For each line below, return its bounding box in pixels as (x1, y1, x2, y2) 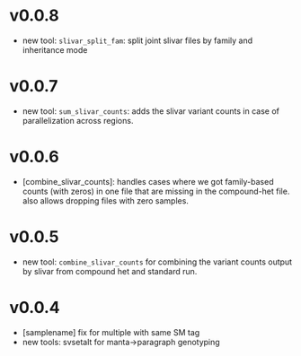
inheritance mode (22, 44, 88, 55)
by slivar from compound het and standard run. (22, 265, 198, 276)
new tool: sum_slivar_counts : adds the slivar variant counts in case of (22, 105, 280, 117)
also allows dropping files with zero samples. (22, 195, 189, 206)
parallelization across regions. (22, 115, 134, 126)
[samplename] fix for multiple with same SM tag (22, 326, 200, 337)
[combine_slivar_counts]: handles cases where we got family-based (22, 176, 274, 187)
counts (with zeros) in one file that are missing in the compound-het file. (22, 186, 290, 196)
